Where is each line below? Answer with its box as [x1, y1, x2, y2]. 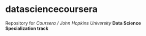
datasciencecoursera [5, 3, 98, 15]
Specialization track [5, 25, 48, 31]
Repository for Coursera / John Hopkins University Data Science [5, 20, 141, 26]
